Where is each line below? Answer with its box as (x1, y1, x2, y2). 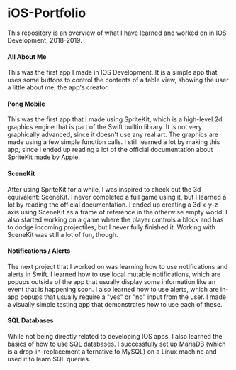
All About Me (7, 52, 47, 61)
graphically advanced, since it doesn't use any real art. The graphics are (7, 130, 218, 139)
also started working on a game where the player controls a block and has (7, 215, 224, 224)
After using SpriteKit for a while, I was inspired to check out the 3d (7, 185, 201, 193)
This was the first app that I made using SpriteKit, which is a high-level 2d (7, 115, 223, 124)
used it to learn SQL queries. (7, 354, 91, 363)
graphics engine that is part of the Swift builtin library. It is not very (7, 123, 202, 131)
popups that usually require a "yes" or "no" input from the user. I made (20, 293, 227, 301)
